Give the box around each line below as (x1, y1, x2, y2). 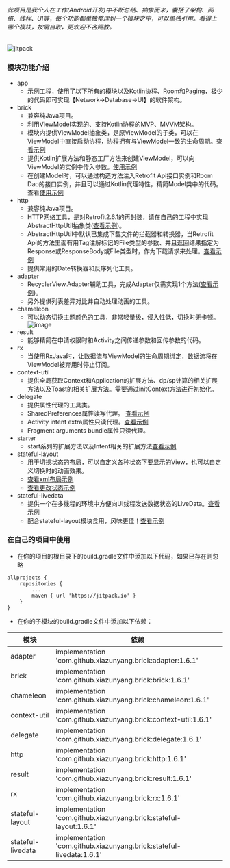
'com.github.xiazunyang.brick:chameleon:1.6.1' (55, 695, 209, 704)
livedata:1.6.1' (55, 850, 103, 859)
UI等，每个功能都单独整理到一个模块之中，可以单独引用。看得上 (36, 14, 218, 23)
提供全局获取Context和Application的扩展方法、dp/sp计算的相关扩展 (27, 376, 218, 384)
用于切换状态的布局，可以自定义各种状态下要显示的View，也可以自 (27, 458, 216, 466)
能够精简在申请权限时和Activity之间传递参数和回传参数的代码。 (27, 335, 205, 344)
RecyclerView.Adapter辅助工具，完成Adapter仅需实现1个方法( (27, 280, 201, 288)
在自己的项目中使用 (7, 535, 71, 545)
